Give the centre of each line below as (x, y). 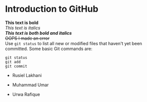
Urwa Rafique (26, 94)
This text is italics (23, 27)
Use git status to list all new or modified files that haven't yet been (74, 43)
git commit (16, 66)
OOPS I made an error (28, 38)
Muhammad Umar (30, 85)
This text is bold (22, 23)
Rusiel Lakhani (27, 75)
